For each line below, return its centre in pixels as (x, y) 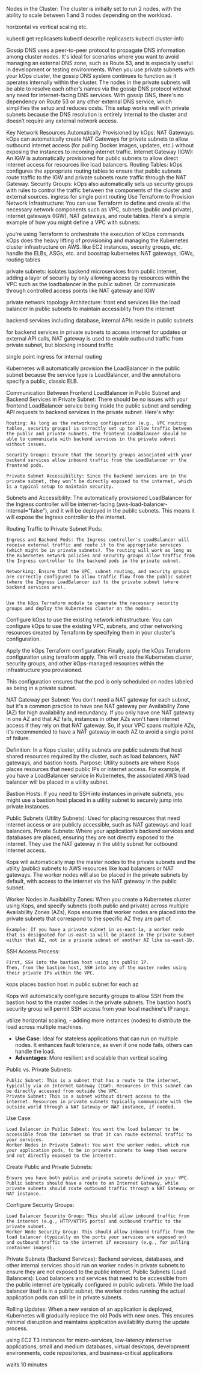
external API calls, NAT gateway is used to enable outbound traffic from (95, 338)
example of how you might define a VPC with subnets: (73, 222)
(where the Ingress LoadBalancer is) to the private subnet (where (93, 582)
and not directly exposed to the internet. (62, 1156)
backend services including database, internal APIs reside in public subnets (100, 320)
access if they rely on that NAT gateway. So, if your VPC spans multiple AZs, (101, 725)
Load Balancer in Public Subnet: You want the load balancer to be (93, 1129)
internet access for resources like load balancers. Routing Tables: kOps (94, 165)
